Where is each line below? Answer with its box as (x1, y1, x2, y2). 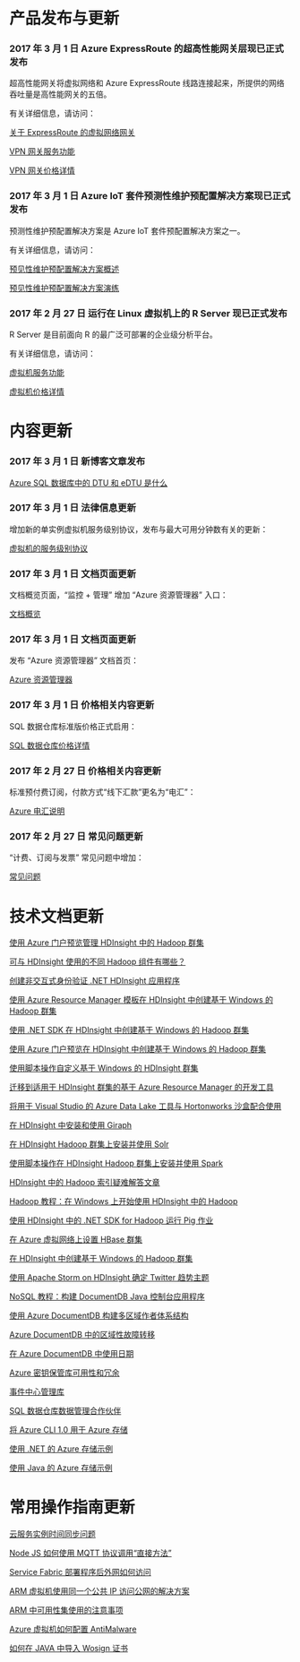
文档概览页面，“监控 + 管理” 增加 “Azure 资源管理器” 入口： (9, 590, 228, 600)
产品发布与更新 (9, 8, 120, 29)
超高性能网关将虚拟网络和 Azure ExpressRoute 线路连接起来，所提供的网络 (9, 78, 285, 89)
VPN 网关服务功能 (9, 146, 76, 157)
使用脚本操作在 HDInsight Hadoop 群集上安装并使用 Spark (9, 1158, 224, 1169)
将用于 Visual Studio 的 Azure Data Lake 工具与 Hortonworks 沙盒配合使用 (9, 1101, 282, 1112)
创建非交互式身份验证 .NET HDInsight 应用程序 (9, 976, 181, 986)
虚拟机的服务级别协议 (9, 543, 88, 554)
